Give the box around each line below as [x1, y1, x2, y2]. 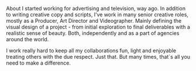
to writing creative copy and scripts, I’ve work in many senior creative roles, [6, 11, 189, 18]
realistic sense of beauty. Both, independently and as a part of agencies [6, 30, 180, 37]
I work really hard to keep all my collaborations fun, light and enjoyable [6, 47, 177, 54]
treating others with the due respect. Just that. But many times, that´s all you [6, 54, 191, 60]
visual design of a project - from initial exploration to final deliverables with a [6, 23, 190, 30]
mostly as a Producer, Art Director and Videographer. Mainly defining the [6, 17, 182, 24]
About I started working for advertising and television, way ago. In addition [6, 5, 186, 12]
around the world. [6, 36, 49, 42]
